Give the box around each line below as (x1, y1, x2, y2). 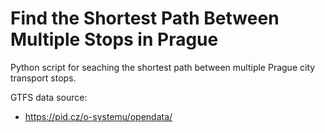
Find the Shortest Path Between (10, 7, 280, 30)
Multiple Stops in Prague (10, 28, 219, 51)
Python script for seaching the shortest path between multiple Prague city (10, 61, 316, 73)
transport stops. (10, 72, 77, 84)
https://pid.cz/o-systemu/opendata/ (24, 110, 173, 122)
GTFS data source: (10, 91, 88, 103)
